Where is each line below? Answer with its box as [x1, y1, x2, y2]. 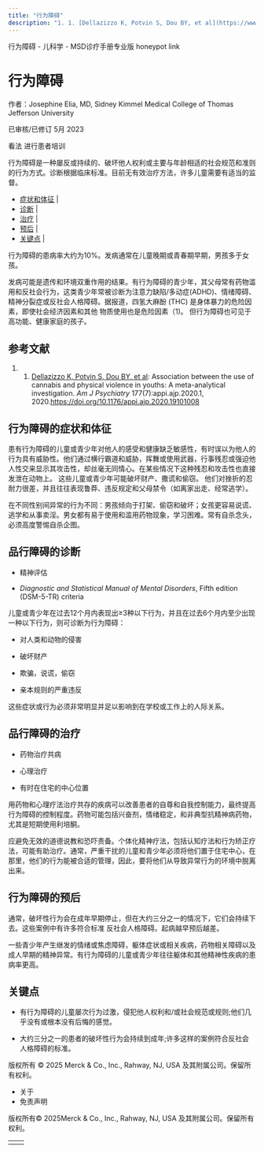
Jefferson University [8, 108, 75, 118]
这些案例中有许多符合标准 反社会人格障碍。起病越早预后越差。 [21, 923, 224, 932]
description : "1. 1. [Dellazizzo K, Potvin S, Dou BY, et [8, 19, 202, 27]
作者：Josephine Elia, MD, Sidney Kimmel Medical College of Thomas [8, 99, 234, 109]
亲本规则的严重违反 [19, 685, 82, 694]
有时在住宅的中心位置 [19, 783, 89, 792]
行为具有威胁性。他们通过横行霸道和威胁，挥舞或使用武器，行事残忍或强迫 [8, 454, 249, 463]
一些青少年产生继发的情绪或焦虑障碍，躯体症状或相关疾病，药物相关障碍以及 [8, 939, 256, 950]
